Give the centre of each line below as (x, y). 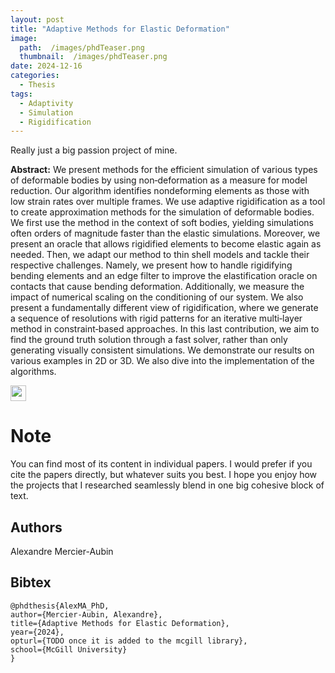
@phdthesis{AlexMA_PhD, (60, 606)
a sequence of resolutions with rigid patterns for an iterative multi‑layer (156, 318)
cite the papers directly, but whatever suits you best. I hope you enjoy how (164, 475)
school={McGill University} (69, 649)
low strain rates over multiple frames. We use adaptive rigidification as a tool (168, 202)
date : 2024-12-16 (46, 66)
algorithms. (33, 372)
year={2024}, (37, 632)
